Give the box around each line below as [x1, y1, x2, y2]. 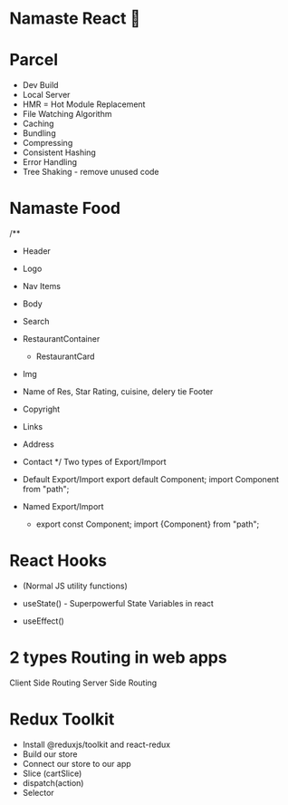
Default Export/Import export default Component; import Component [22, 474, 279, 485]
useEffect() [22, 616, 65, 626]
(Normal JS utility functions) [22, 580, 129, 591]
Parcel [9, 50, 59, 71]
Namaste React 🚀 [9, 8, 141, 29]
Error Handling [22, 157, 78, 168]
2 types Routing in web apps [9, 647, 228, 668]
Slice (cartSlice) [22, 768, 82, 779]
